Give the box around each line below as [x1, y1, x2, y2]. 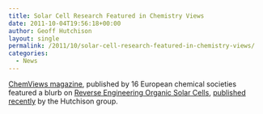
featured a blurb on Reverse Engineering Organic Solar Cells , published [8, 87, 246, 97]
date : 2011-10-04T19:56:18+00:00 [8, 19, 121, 27]
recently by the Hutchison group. [8, 96, 119, 106]
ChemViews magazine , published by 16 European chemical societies [8, 78, 237, 89]
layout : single [8, 34, 60, 43]
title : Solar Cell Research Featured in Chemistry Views [8, 11, 205, 20]
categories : [8, 49, 49, 57]
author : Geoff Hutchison [8, 27, 92, 35]
